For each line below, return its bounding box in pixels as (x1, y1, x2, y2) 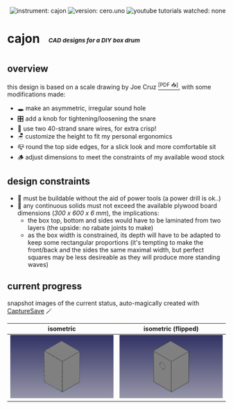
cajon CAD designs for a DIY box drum (7, 31, 140, 46)
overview (7, 62, 49, 74)
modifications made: (7, 90, 66, 98)
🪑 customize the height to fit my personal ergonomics (17, 132, 173, 140)
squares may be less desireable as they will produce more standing (27, 253, 221, 261)
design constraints (7, 175, 90, 187)
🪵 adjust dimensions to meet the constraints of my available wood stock (17, 153, 225, 161)
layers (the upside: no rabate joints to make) (27, 223, 154, 232)
